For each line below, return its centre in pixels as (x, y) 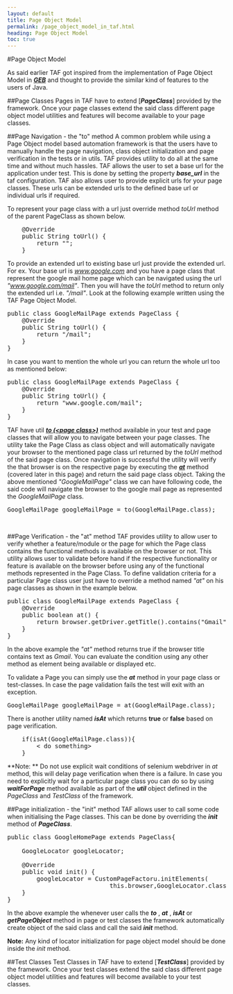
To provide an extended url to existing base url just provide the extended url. (116, 264)
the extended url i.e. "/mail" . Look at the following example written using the (116, 293)
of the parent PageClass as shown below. (67, 217)
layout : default (31, 14)
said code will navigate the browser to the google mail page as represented (115, 489)
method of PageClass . (40, 824)
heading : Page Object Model (48, 33)
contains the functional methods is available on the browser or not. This (110, 551)
